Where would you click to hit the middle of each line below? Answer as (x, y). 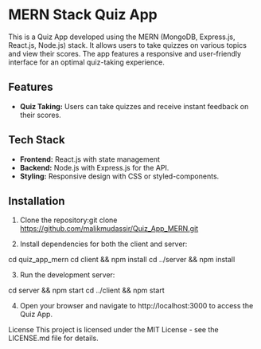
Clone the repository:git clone (68, 220)
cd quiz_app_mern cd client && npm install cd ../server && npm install (122, 260)
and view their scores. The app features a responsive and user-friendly (125, 53)
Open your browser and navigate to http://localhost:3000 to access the (136, 306)
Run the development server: (67, 275)
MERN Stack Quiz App (83, 15)
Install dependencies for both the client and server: (103, 244)
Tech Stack (37, 140)
